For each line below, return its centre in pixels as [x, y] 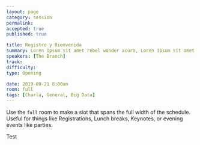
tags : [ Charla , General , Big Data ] [51, 95]
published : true [26, 34]
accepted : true [25, 29]
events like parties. [29, 125]
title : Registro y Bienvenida [44, 45]
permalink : [20, 23]
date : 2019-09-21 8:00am [37, 84]
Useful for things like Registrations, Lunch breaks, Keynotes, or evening [95, 119]
